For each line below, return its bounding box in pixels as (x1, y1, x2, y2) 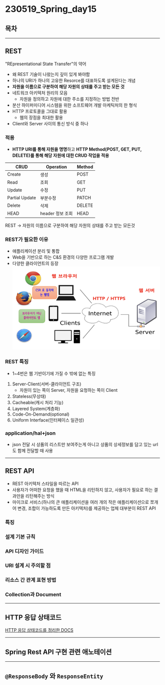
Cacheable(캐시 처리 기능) (12, 399, 64, 405)
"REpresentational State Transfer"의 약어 (5, 61, 87, 67)
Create (7, 171, 21, 177)
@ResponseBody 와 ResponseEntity (5, 672, 104, 680)
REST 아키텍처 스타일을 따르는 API (12, 480, 79, 487)
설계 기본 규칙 (5, 533, 36, 540)
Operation (46, 164, 67, 170)
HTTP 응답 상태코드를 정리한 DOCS (5, 627, 74, 633)
